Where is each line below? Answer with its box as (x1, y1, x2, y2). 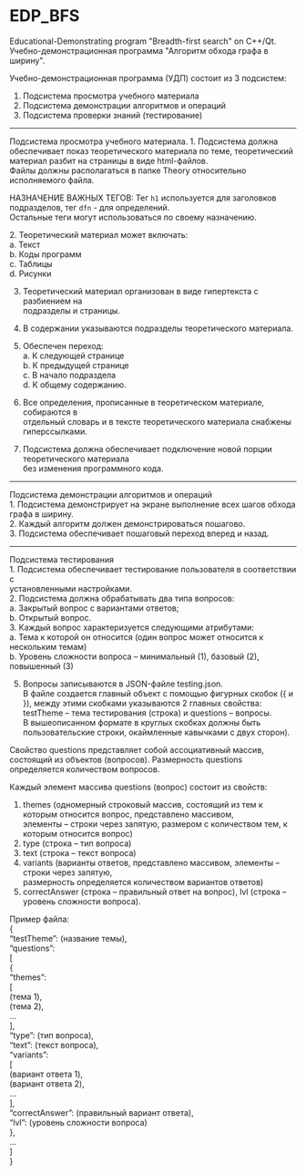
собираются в (22, 407, 78, 417)
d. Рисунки (9, 268, 52, 279)
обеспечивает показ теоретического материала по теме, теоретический (9, 145, 294, 156)
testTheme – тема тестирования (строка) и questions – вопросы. (22, 707, 272, 718)
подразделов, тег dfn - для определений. (9, 201, 170, 212)
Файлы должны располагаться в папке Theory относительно (9, 165, 247, 176)
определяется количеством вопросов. (9, 763, 160, 775)
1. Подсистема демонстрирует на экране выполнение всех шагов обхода (9, 499, 296, 510)
